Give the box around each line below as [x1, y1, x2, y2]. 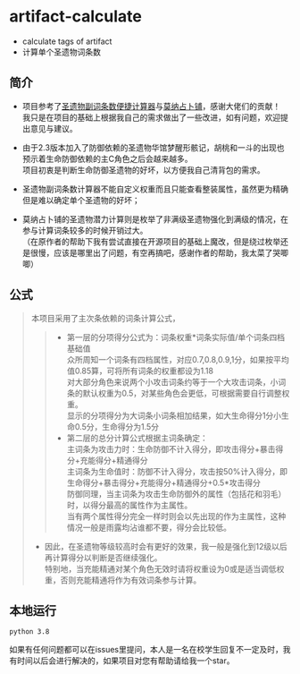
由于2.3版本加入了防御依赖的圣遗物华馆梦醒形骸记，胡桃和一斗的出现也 [21, 141, 285, 153]
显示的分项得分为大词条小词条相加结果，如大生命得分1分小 [66, 410, 282, 421]
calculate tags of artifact [21, 36, 112, 47]
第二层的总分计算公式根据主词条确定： [66, 432, 208, 443]
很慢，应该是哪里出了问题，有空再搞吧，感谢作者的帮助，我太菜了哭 [29, 247, 281, 258]
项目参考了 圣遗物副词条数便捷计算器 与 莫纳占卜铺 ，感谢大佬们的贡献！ [21, 100, 281, 111]
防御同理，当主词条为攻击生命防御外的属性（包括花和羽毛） [66, 488, 287, 499]
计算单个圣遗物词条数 [21, 47, 101, 57]
